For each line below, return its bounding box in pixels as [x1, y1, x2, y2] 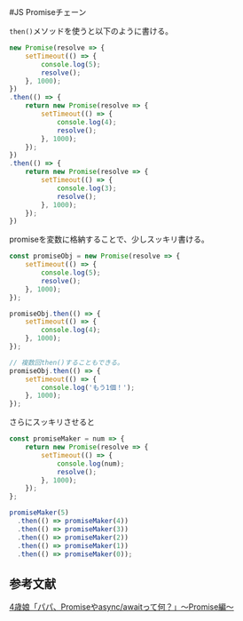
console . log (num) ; [56, 459, 125, 468]
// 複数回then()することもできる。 [9, 358, 124, 367]
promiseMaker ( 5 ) [9, 508, 69, 517]
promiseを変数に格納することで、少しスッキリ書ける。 [9, 234, 210, 245]
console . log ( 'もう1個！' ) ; [41, 383, 136, 392]
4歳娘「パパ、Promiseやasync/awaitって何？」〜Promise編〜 [9, 601, 235, 612]
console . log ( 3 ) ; [56, 184, 117, 193]
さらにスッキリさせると [9, 417, 95, 427]
